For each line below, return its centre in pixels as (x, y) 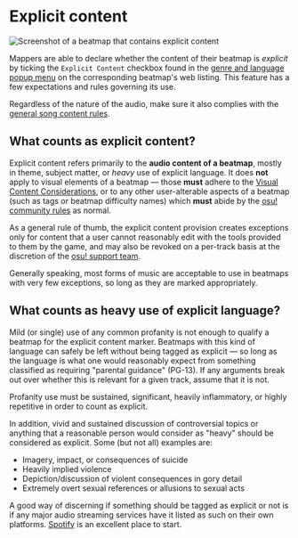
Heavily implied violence (67, 469)
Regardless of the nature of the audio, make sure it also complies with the (144, 103)
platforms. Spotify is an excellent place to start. (96, 524)
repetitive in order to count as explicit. (79, 406)
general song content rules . (60, 113)
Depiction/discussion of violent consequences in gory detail (132, 478)
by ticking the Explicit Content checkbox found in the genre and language (147, 68)
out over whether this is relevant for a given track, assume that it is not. (139, 379)
